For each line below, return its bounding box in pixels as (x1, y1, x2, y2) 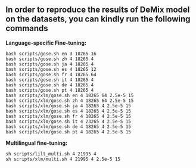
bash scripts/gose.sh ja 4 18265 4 (5, 61, 94, 67)
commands (5, 23, 48, 33)
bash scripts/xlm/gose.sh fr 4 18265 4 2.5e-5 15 (5, 113, 132, 119)
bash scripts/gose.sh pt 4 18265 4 (5, 87, 94, 93)
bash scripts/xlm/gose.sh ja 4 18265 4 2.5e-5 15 (5, 102, 132, 109)
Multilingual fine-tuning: (5, 139, 68, 147)
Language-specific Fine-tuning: (5, 39, 87, 46)
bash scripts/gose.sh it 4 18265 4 (5, 77, 94, 83)
